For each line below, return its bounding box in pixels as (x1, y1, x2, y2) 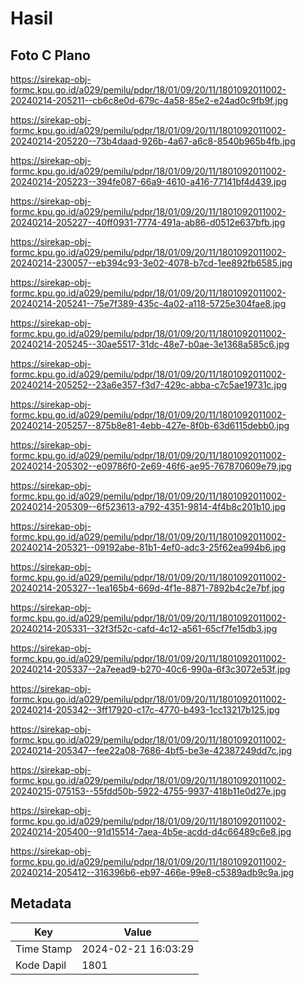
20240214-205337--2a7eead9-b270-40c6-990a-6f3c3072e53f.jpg (10, 663, 291, 675)
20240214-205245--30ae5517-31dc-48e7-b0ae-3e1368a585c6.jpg (10, 338, 290, 350)
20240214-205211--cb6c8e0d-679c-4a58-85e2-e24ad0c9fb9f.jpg (10, 95, 289, 106)
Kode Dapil (15, 958, 67, 972)
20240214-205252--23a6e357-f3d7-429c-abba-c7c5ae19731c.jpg (10, 379, 288, 391)
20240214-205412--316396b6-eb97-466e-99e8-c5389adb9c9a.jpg (10, 867, 295, 878)
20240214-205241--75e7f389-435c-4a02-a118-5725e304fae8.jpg (10, 298, 287, 309)
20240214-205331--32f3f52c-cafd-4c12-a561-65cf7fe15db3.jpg (10, 623, 278, 634)
